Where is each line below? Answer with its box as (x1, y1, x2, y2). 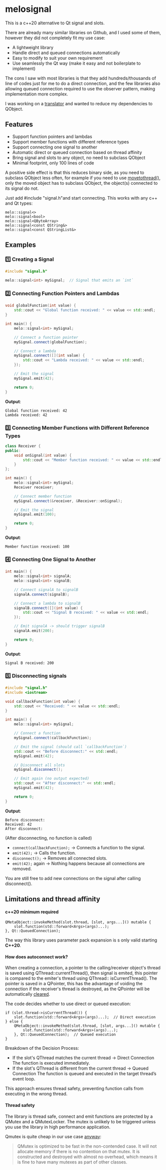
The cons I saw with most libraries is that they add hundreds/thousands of (5, 75, 157, 81)
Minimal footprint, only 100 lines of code (12, 160, 94, 166)
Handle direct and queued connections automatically (12, 50, 120, 56)
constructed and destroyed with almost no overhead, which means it (17, 1154, 157, 1160)
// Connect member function (14, 494, 72, 499)
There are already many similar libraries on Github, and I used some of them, (5, 29, 161, 35)
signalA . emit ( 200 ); (14, 628, 54, 634)
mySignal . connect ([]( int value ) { (14, 353, 85, 358)
